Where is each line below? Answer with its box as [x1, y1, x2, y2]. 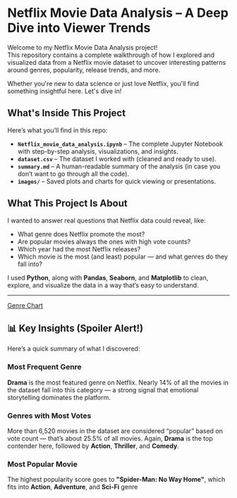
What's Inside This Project [7, 107, 126, 119]
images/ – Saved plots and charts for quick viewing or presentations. [17, 177, 217, 185]
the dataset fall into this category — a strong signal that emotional [7, 385, 199, 394]
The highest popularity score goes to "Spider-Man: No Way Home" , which [7, 475, 226, 484]
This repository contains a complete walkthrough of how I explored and [7, 51, 215, 59]
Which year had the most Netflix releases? [17, 244, 141, 253]
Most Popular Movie [7, 459, 78, 469]
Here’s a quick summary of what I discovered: [7, 344, 140, 353]
